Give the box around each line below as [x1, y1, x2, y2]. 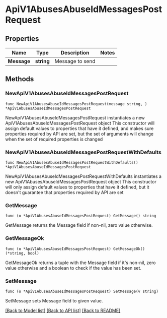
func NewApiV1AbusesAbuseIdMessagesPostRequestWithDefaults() [5, 160, 138, 165]
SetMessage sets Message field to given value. [5, 297, 103, 303]
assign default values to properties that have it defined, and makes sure [5, 125, 154, 132]
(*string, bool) [5, 250, 39, 256]
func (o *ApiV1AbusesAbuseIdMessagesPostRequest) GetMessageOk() [5, 246, 145, 251]
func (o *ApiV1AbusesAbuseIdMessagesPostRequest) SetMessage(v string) [5, 289, 158, 294]
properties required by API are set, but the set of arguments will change [5, 131, 154, 137]
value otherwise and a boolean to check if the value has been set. [5, 265, 142, 271]
